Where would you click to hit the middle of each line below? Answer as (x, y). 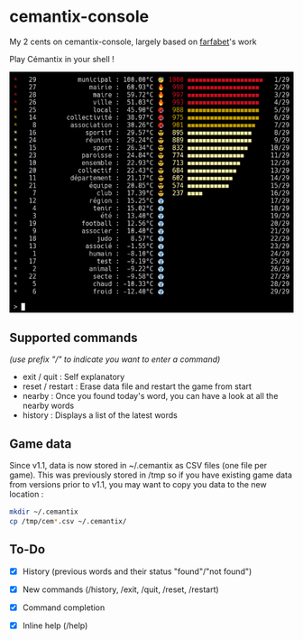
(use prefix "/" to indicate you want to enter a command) (115, 359)
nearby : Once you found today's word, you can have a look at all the (150, 396)
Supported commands (73, 337)
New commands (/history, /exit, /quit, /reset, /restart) (120, 589)
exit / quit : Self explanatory (73, 377)
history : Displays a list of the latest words (100, 415)
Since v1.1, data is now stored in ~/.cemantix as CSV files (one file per (138, 466)
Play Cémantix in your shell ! (62, 59)
